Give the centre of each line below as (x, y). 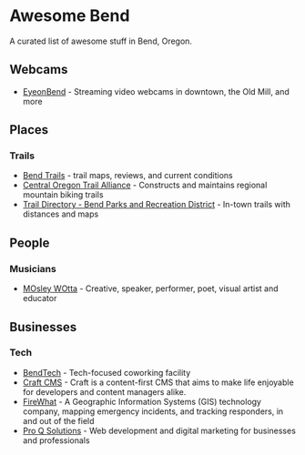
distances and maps (61, 214)
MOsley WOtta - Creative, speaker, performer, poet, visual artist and (151, 288)
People (30, 243)
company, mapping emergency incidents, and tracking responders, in (153, 411)
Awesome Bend (70, 16)
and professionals (56, 440)
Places (29, 130)
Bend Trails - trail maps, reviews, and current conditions (128, 176)
